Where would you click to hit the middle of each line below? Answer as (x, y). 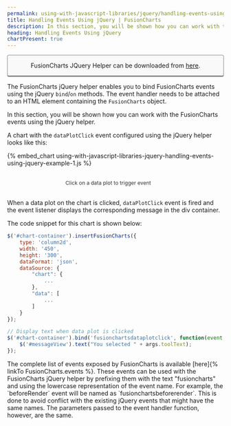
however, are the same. (40, 415)
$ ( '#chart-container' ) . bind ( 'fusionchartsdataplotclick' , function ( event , (117, 338)
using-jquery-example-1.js (44, 163)
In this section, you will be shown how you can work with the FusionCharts (113, 115)
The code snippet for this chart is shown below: (75, 224)
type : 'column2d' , (46, 242)
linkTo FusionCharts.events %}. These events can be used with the (102, 371)
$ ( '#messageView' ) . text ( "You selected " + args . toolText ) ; (106, 345)
